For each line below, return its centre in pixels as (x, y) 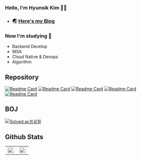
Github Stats (24, 137)
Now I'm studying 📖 (28, 36)
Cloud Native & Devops (35, 57)
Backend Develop (29, 47)
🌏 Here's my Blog (33, 21)
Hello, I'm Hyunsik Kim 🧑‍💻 (36, 8)
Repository (22, 77)
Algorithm (22, 62)
